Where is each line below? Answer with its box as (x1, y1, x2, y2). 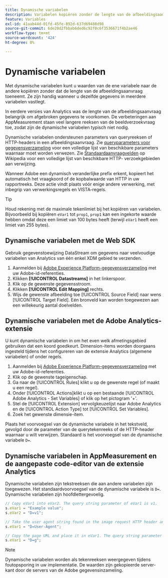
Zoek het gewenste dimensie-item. (12, 411, 84, 417)
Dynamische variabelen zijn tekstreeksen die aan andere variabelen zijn (5, 481, 153, 487)
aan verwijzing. (5, 161, 36, 167)
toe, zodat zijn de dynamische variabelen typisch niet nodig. (5, 124, 129, 130)
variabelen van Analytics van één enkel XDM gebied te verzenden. (5, 255, 142, 261)
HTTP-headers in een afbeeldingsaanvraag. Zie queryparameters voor (5, 139, 150, 146)
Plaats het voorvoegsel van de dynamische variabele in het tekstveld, (5, 421, 148, 427)
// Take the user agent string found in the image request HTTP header (5, 519, 157, 524)
